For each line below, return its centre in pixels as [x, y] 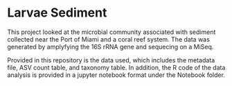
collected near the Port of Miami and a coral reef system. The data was [108, 39]
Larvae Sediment [57, 13]
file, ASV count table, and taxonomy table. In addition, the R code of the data [116, 67]
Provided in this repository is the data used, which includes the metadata [111, 60]
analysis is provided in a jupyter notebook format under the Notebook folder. [116, 75]
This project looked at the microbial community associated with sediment [111, 32]
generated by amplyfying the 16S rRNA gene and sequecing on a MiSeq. [110, 46]
